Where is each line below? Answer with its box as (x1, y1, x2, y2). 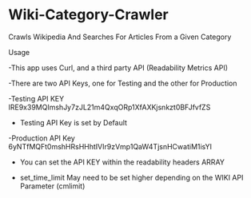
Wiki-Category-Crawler (8, 6, 169, 24)
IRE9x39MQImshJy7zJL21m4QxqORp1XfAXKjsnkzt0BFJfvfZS (8, 102, 211, 112)
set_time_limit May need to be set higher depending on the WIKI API (19, 172, 244, 182)
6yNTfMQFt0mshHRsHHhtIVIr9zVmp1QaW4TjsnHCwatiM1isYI (8, 141, 212, 151)
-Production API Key (8, 133, 76, 143)
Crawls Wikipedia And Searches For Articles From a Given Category (8, 32, 232, 42)
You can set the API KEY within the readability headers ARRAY (19, 157, 225, 167)
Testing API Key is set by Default (19, 117, 128, 127)
